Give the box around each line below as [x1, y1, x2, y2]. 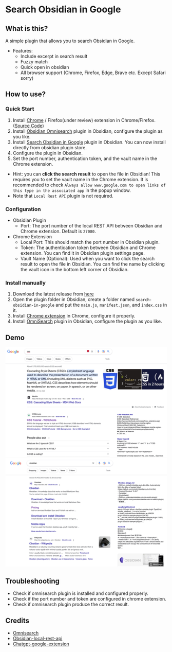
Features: [12, 48, 33, 54]
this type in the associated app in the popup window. [12, 187, 131, 193]
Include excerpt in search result [20, 53, 88, 59]
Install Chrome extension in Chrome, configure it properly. [12, 313, 136, 319]
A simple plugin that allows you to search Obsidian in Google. [5, 38, 135, 44]
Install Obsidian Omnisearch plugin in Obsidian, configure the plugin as [12, 128, 163, 134]
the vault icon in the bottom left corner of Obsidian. [20, 266, 129, 272]
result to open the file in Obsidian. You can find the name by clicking [20, 261, 165, 267]
